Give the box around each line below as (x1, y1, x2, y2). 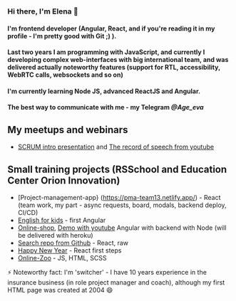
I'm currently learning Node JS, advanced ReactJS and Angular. (7, 87, 201, 95)
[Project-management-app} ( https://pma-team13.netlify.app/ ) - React (17, 193, 221, 201)
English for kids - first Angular (17, 216, 106, 224)
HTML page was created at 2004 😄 (7, 285, 113, 294)
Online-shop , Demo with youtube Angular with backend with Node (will (17, 223, 227, 232)
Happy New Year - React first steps (17, 245, 122, 255)
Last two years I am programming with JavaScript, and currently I (7, 48, 205, 56)
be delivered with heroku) (17, 231, 94, 239)
